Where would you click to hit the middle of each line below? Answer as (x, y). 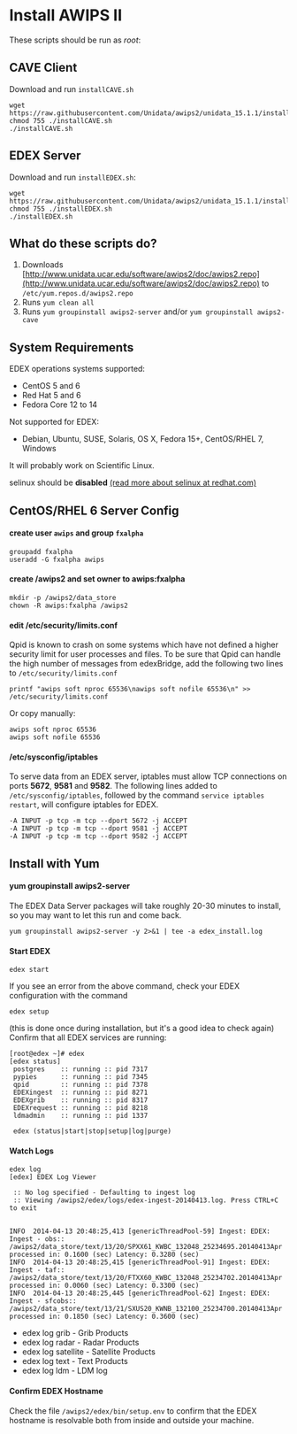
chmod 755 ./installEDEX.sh (61, 209)
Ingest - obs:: (37, 1239)
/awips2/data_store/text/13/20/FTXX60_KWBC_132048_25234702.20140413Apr (146, 1278)
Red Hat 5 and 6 (51, 396)
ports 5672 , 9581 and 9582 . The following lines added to (114, 786)
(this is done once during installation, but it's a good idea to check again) (142, 1029)
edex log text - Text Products (75, 1361)
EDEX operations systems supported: (77, 369)
